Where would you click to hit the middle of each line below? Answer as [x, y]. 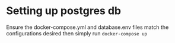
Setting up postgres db [64, 11]
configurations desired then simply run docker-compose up [77, 33]
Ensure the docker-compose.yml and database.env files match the [87, 27]
